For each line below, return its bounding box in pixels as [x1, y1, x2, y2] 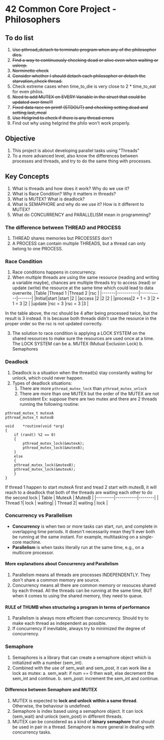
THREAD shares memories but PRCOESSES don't [12, 235, 112, 241]
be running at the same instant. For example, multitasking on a [12, 534, 138, 540]
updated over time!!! [12, 99, 53, 105]
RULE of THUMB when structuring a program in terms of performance [5, 604, 150, 610]
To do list [5, 34, 34, 42]
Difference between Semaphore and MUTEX [5, 687, 97, 693]
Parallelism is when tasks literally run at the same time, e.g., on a [12, 544, 144, 550]
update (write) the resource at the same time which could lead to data [12, 285, 154, 291]
